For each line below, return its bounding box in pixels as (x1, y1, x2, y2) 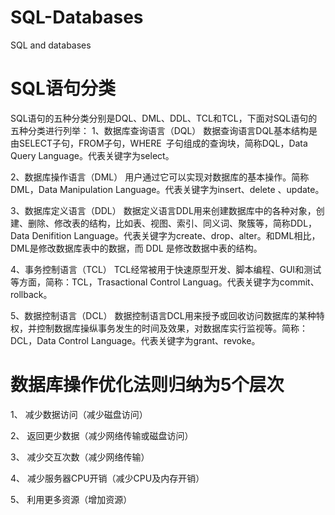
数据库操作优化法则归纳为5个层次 (10, 374, 285, 396)
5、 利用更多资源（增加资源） (10, 493, 133, 505)
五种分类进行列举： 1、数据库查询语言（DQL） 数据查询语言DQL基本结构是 (10, 124, 318, 136)
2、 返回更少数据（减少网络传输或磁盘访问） (10, 429, 194, 441)
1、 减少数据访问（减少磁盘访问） (10, 408, 148, 420)
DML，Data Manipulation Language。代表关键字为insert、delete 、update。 (10, 183, 325, 195)
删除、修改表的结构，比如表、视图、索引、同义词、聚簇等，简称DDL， (27, 217, 318, 229)
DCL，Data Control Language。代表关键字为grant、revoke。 (10, 334, 261, 346)
